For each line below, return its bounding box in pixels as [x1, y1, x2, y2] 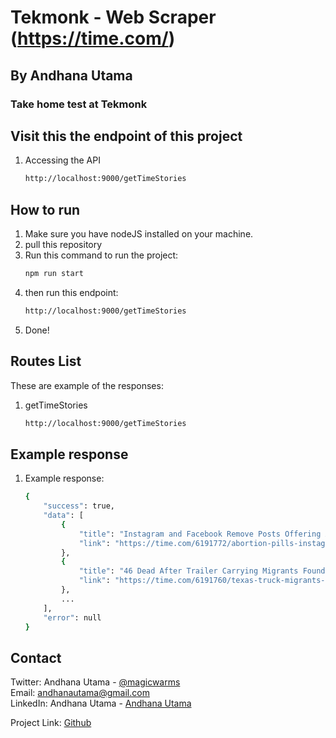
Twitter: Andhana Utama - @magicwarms [10, 676, 181, 688]
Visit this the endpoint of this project [10, 127, 243, 145]
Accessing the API [24, 154, 101, 166]
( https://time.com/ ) [10, 27, 176, 50]
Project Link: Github [10, 717, 92, 729]
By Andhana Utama [10, 67, 133, 84]
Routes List [10, 353, 82, 370]
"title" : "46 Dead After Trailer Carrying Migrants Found [78, 566, 326, 576]
